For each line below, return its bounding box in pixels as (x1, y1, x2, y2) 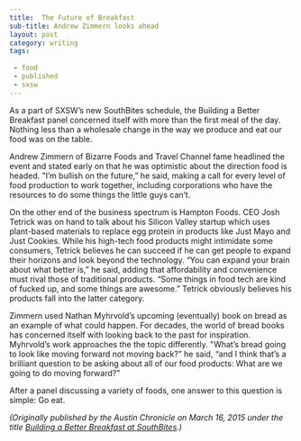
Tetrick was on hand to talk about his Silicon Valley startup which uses (9, 216, 270, 227)
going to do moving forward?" (9, 367, 121, 378)
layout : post (9, 30, 59, 39)
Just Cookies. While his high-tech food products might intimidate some (9, 235, 273, 246)
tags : (9, 47, 30, 56)
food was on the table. (9, 133, 93, 144)
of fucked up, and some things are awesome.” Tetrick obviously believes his (9, 283, 292, 293)
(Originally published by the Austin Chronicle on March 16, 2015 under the (9, 411, 284, 423)
